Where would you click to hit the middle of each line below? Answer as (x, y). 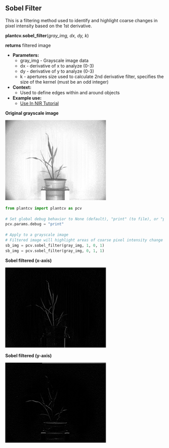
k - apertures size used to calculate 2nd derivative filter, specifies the (92, 76)
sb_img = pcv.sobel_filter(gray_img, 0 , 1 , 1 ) (55, 251)
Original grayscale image (32, 113)
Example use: (27, 98)
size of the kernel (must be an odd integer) (64, 82)
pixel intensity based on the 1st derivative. (49, 26)
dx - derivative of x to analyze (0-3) (57, 66)
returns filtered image (28, 45)
